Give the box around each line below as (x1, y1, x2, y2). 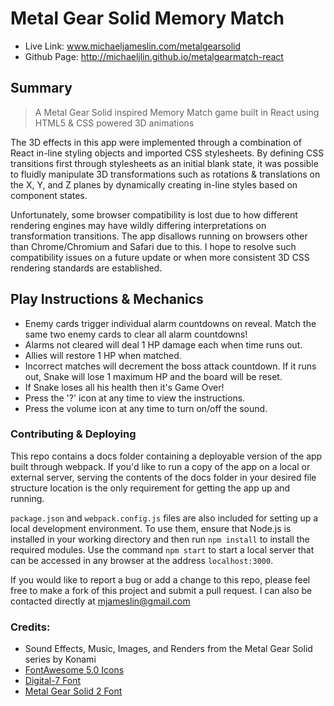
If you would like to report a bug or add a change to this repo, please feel (10, 573, 311, 586)
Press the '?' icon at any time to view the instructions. (24, 392, 246, 404)
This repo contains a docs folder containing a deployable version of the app (10, 450, 323, 462)
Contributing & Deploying (10, 427, 137, 441)
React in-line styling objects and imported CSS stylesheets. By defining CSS (10, 147, 325, 159)
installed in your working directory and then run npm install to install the (10, 533, 310, 545)
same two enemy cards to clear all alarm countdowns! (24, 328, 248, 340)
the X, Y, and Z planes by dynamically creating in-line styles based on (10, 178, 298, 191)
